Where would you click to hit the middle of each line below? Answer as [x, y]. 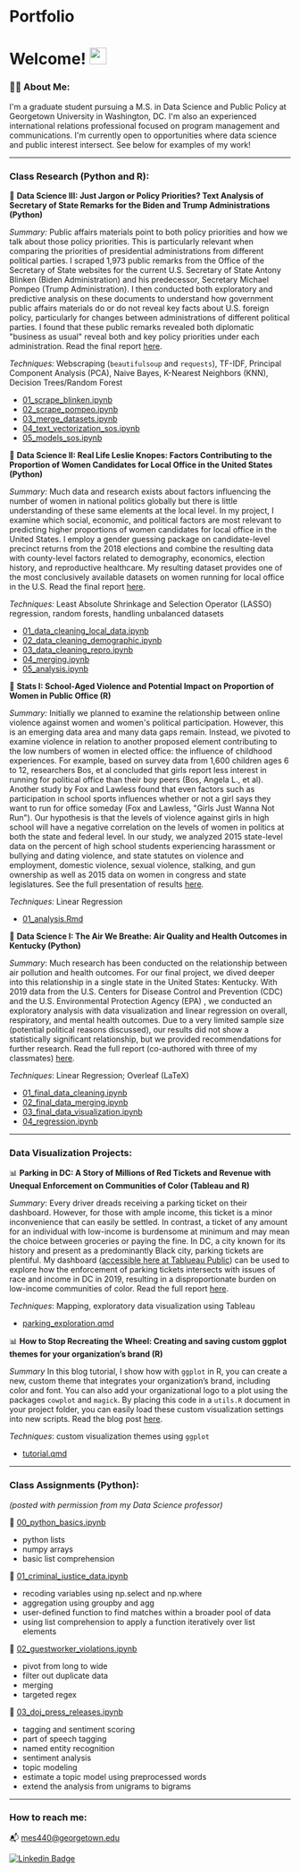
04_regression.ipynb [60, 1121]
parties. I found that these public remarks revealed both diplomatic [132, 327]
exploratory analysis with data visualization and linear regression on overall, [149, 1010]
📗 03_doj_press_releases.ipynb [66, 1712]
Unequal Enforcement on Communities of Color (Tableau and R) [129, 1186]
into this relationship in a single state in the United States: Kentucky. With [143, 982]
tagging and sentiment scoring [79, 1729]
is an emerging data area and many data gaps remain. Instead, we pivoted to [150, 732]
